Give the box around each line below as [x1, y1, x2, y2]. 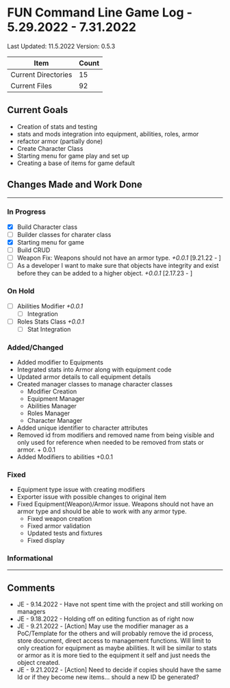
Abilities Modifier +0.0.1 [16, 302, 84, 310]
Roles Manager [27, 409, 71, 417]
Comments [7, 582, 55, 594]
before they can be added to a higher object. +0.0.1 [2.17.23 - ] [16, 269, 193, 278]
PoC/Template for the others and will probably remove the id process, [16, 629, 214, 638]
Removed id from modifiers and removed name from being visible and [16, 431, 214, 439]
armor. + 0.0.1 [16, 445, 56, 454]
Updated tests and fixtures [27, 529, 103, 537]
